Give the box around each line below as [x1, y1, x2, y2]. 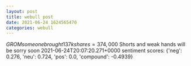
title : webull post [6, 14, 54, 20]
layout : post [6, 8, 38, 15]
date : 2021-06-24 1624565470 [6, 19, 77, 25]
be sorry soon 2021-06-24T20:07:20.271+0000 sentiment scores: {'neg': [6, 47, 182, 54]
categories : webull [6, 25, 54, 31]
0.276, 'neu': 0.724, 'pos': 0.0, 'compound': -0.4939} [6, 53, 133, 60]
